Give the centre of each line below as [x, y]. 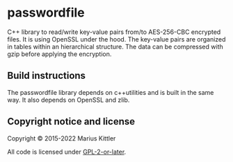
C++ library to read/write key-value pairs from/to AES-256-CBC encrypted [114, 32]
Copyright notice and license [71, 121]
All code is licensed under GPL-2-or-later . [67, 152]
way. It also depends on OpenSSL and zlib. [69, 100]
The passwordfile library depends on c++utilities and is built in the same [111, 92]
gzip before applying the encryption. [59, 54]
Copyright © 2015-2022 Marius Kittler [62, 138]
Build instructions [46, 76]
